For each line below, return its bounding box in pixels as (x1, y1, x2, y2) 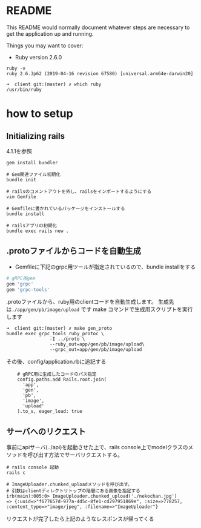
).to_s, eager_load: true (17, 409, 83, 415)
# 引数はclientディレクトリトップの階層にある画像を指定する (6, 488, 140, 494)
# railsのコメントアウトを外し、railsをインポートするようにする (6, 189, 152, 195)
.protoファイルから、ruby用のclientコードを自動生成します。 (6, 298, 157, 306)
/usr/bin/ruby (6, 86, 42, 93)
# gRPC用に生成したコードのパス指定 (17, 371, 97, 378)
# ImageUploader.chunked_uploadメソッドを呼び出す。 (6, 481, 133, 488)
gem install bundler (6, 159, 59, 165)
